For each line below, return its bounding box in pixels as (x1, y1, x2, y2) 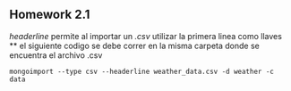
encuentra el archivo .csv (9, 49, 103, 61)
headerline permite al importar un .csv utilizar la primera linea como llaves (9, 30, 282, 41)
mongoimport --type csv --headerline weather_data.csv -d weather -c (9, 67, 275, 76)
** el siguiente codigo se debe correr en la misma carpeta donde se (9, 40, 260, 51)
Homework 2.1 (9, 7, 90, 22)
